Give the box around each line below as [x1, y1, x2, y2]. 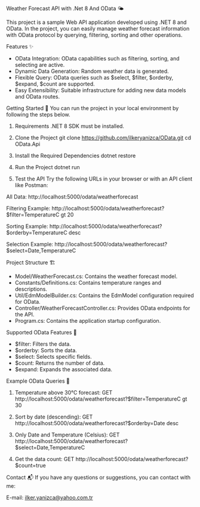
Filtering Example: [6, 205, 51, 212]
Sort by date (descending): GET [14, 413, 93, 420]
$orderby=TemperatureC [6, 229, 67, 236]
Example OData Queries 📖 [6, 377, 70, 384]
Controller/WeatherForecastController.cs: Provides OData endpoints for [14, 304, 190, 311]
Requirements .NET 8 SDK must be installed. [14, 123, 124, 130]
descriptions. [14, 286, 48, 292]
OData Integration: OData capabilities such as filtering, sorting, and [14, 55, 180, 62]
